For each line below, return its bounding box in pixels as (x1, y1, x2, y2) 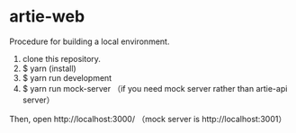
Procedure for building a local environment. (9, 36, 170, 47)
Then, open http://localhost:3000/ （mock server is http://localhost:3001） (9, 113, 287, 124)
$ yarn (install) (22, 63, 76, 74)
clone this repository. (22, 53, 102, 64)
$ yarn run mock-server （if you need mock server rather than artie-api (22, 83, 288, 93)
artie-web (9, 6, 85, 27)
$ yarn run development (22, 72, 112, 83)
